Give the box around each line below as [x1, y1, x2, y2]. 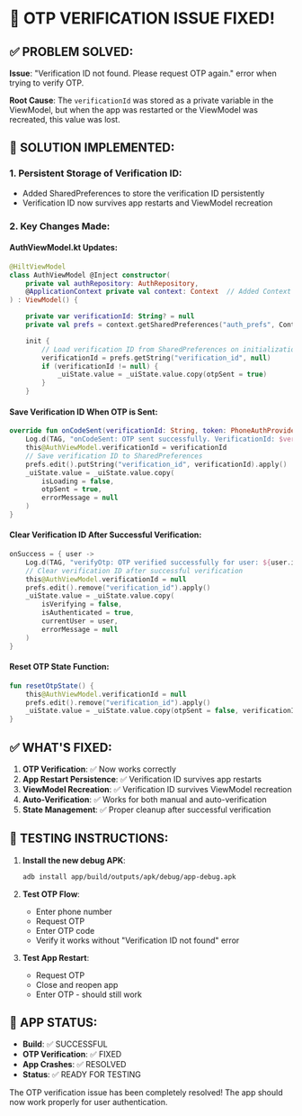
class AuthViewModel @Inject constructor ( [9, 270, 171, 279]
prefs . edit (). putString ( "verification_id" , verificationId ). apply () [25, 460, 288, 469]
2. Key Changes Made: [9, 220, 111, 233]
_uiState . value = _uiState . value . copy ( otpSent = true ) [57, 370, 268, 380]
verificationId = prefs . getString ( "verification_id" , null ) [41, 353, 271, 362]
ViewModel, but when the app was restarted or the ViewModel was [9, 105, 259, 115]
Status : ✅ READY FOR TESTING [22, 1069, 141, 1080]
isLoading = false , [41, 477, 115, 486]
